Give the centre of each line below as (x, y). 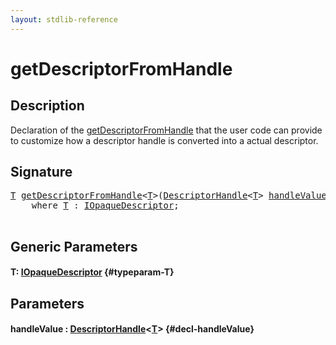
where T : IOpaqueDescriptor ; (105, 205)
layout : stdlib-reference (64, 19)
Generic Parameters (74, 246)
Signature (41, 172)
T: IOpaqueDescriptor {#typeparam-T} (92, 272)
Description (47, 106)
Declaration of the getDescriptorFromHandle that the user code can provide (166, 130)
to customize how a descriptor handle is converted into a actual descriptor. (164, 140)
